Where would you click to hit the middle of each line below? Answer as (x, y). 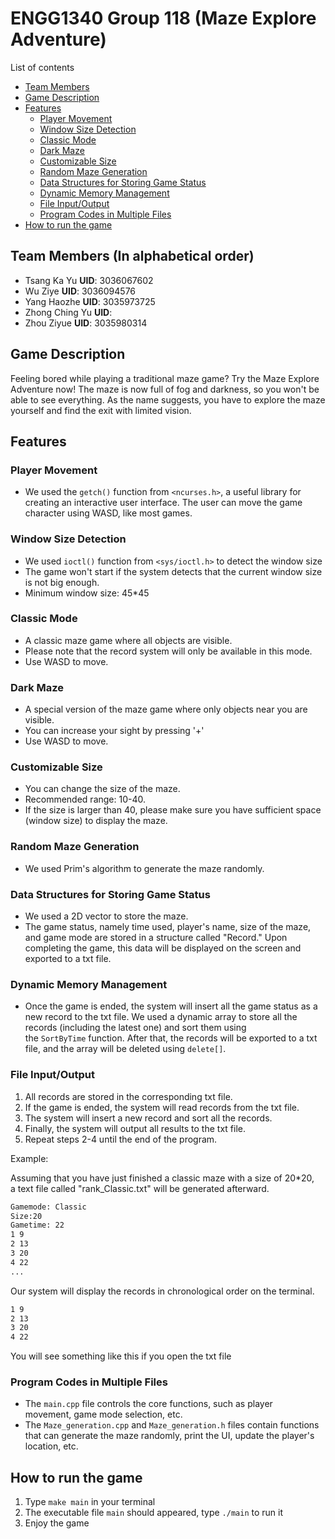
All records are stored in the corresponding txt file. (128, 1096)
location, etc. (51, 1446)
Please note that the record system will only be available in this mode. (168, 651)
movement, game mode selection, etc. (103, 1414)
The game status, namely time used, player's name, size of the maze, (168, 927)
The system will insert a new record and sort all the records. (148, 1118)
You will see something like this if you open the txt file (121, 1356)
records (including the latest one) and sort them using (135, 1028)
